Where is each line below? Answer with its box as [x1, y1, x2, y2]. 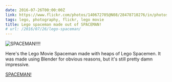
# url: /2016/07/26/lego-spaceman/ [5, 27, 81, 32]
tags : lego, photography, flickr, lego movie [5, 17, 104, 22]
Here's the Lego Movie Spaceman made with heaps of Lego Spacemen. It [5, 51, 161, 57]
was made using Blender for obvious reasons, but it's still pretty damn [5, 56, 153, 62]
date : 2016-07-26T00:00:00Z [5, 7, 66, 13]
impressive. [5, 61, 30, 68]
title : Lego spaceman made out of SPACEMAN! [5, 22, 102, 27]
